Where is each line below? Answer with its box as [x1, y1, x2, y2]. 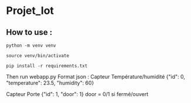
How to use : [6, 27, 53, 37]
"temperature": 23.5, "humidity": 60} [6, 80, 94, 86]
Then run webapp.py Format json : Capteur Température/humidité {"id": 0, [6, 73, 186, 80]
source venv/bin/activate [6, 53, 69, 59]
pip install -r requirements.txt [6, 63, 88, 69]
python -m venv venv [6, 42, 57, 48]
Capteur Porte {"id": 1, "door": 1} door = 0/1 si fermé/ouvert [6, 91, 149, 97]
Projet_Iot [6, 4, 54, 17]
